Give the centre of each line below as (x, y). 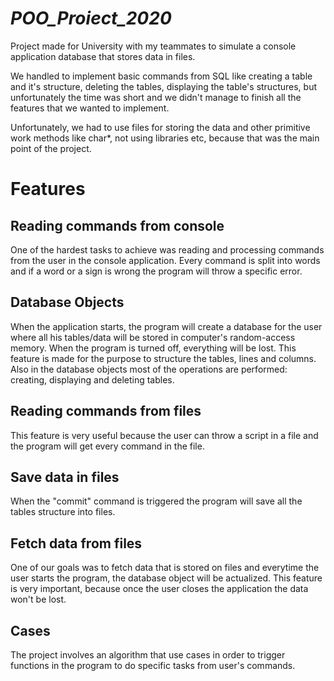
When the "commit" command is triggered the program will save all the (156, 501)
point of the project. (51, 148)
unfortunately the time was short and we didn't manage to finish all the (156, 97)
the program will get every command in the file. (107, 446)
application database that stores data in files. (103, 56)
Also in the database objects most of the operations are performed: (149, 369)
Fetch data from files (76, 543)
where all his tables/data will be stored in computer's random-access (153, 337)
